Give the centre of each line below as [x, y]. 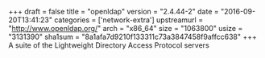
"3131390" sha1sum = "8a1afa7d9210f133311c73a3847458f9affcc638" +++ [133, 37]
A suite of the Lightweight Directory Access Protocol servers [109, 45]
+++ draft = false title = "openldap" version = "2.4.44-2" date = [114, 12]
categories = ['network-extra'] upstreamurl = [128, 20]
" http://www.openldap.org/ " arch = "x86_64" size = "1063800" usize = [126, 28]
